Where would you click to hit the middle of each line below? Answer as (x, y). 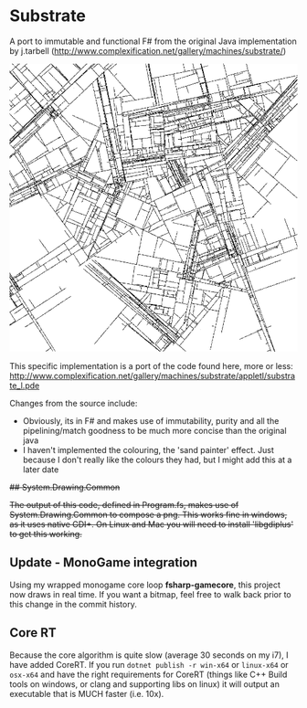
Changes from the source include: (74, 403)
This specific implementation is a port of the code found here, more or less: (152, 365)
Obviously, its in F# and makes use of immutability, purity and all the (151, 420)
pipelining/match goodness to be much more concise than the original (154, 430)
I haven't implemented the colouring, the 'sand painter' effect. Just (148, 449)
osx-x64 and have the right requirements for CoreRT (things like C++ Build (148, 674)
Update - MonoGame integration (104, 563)
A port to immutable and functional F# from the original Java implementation (153, 41)
